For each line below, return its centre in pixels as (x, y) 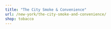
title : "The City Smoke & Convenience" (46, 10)
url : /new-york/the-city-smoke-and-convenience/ (56, 14)
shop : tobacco (20, 19)
